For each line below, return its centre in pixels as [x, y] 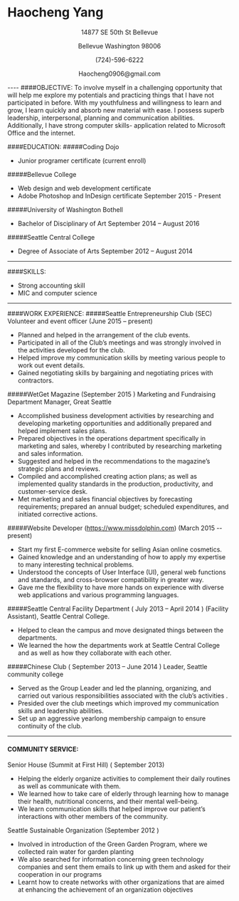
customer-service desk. [53, 491]
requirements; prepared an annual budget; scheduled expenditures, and [123, 507]
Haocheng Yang [55, 12]
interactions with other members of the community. [93, 817]
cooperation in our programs [59, 875]
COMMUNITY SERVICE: [43, 749]
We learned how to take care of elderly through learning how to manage [123, 794]
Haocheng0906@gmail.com [119, 73]
